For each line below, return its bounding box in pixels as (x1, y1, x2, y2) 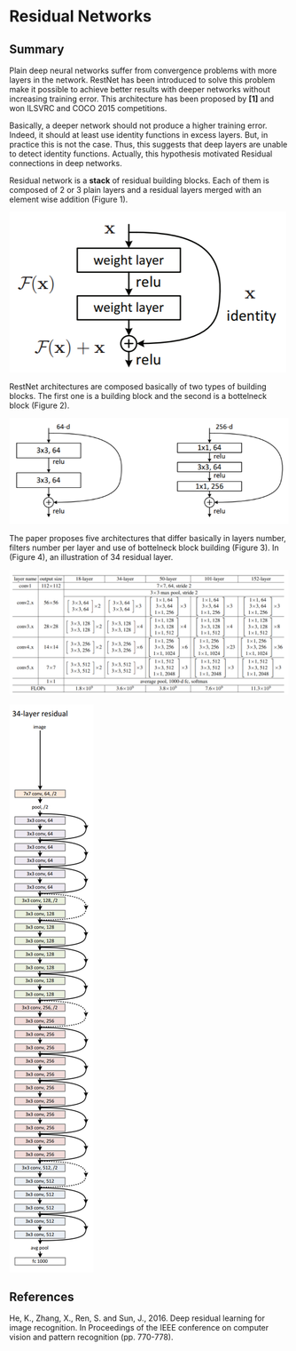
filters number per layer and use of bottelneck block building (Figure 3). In (9, 542, 279, 553)
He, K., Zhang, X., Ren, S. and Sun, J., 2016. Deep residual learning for (9, 1313, 266, 1323)
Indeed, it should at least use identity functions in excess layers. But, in (9, 130, 269, 140)
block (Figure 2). (9, 400, 70, 411)
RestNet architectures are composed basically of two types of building (9, 381, 267, 392)
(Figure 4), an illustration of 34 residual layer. (9, 552, 174, 563)
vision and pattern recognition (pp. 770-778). (9, 1331, 174, 1343)
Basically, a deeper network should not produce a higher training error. (9, 120, 268, 131)
